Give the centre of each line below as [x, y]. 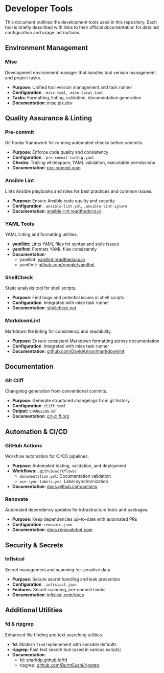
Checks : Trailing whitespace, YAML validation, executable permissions [83, 162]
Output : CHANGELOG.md [34, 411]
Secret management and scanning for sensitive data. [58, 569]
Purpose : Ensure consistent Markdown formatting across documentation [86, 341]
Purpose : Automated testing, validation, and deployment [69, 465]
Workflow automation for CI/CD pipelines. [47, 456]
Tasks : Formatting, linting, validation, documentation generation [77, 97]
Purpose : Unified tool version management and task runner [72, 87]
